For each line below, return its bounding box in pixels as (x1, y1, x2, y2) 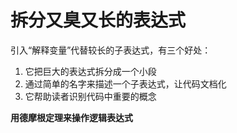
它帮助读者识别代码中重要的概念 (24, 90, 157, 102)
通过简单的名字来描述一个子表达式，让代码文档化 (24, 77, 227, 90)
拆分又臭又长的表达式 (10, 9, 187, 32)
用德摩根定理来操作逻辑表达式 (10, 111, 133, 123)
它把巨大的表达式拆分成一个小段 (24, 65, 157, 77)
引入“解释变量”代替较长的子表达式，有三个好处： (10, 44, 212, 56)
